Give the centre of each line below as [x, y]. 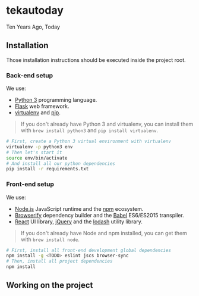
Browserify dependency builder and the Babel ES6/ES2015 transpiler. [99, 215]
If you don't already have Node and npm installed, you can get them [104, 233]
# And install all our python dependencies [61, 163]
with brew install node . [50, 239]
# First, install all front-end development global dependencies [89, 250]
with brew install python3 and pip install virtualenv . [89, 130]
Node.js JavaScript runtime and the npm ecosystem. [79, 208]
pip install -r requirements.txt [48, 169]
